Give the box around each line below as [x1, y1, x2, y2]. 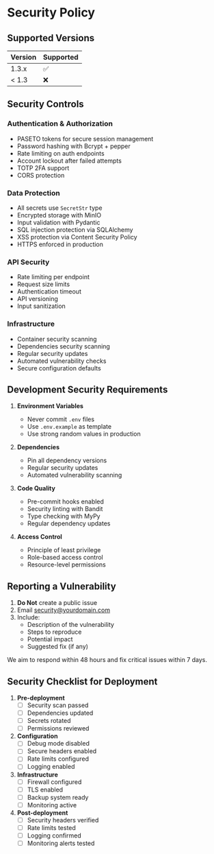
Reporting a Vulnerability [7, 580, 116, 592]
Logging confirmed [27, 831, 81, 840]
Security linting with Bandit [27, 505, 103, 513]
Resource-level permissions [27, 560, 106, 569]
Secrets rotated [27, 717, 71, 725]
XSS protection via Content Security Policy [16, 233, 138, 241]
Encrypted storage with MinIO [16, 211, 101, 219]
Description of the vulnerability [27, 621, 115, 629]
